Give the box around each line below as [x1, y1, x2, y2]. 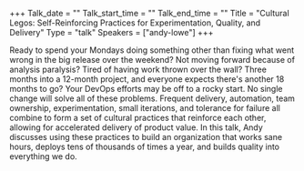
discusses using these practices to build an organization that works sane [9, 132, 283, 142]
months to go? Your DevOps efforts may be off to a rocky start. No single [9, 84, 284, 94]
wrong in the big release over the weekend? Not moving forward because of [9, 55, 296, 65]
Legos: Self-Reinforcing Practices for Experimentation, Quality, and [9, 17, 261, 28]
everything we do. [9, 151, 77, 162]
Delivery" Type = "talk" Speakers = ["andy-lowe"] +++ [9, 27, 214, 37]
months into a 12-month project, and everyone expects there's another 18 [9, 74, 285, 85]
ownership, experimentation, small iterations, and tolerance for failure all [9, 103, 280, 113]
